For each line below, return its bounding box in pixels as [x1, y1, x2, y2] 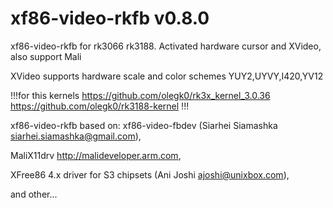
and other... [10, 188, 58, 200]
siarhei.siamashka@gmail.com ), [10, 130, 142, 142]
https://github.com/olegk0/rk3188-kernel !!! [10, 100, 190, 112]
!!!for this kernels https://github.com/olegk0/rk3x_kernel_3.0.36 [10, 89, 271, 101]
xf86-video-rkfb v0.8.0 [10, 7, 210, 30]
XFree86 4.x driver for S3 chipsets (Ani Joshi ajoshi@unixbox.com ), [10, 168, 290, 181]
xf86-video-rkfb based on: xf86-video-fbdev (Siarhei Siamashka [10, 119, 278, 131]
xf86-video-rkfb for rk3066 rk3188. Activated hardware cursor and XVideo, [10, 40, 322, 52]
